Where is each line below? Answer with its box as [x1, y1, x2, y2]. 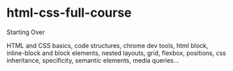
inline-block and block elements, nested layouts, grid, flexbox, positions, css [6, 49, 226, 57]
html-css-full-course [6, 5, 132, 21]
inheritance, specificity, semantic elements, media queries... [6, 56, 179, 64]
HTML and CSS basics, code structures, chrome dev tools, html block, [6, 41, 209, 49]
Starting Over [6, 28, 45, 36]
